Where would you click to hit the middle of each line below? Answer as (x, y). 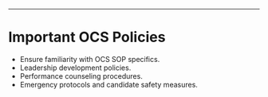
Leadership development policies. (75, 68)
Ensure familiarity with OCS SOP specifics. (90, 59)
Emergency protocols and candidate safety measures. (108, 84)
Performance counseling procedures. (81, 76)
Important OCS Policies (87, 37)
